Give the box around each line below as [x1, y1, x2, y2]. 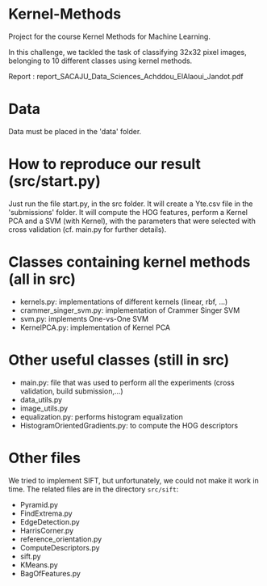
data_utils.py [19, 394, 63, 404]
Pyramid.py [19, 500, 59, 509]
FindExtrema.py [19, 508, 73, 518]
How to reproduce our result [8, 155, 202, 174]
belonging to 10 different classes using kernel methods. [8, 56, 193, 65]
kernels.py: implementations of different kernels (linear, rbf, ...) [19, 297, 228, 306]
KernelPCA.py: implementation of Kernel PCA [19, 323, 171, 332]
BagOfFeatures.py [19, 568, 81, 578]
